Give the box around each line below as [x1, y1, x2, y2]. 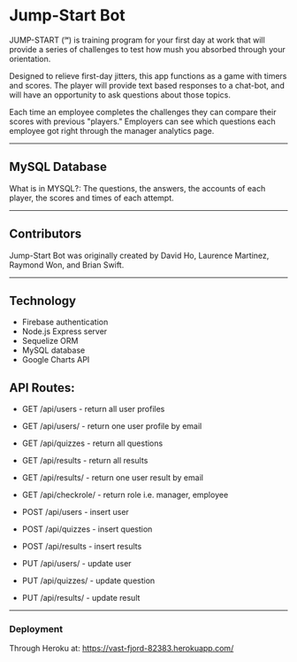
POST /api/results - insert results [21, 541, 142, 552]
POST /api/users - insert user [21, 507, 130, 518]
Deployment [9, 623, 64, 635]
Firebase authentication [21, 316, 109, 328]
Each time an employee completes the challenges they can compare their [9, 106, 277, 117]
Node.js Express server [21, 326, 108, 337]
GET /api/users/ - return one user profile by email [21, 421, 202, 432]
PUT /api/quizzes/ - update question [21, 575, 156, 586]
